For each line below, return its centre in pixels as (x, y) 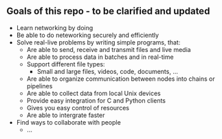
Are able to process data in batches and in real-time (100, 57)
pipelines (40, 86)
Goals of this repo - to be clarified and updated (108, 11)
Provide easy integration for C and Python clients (96, 100)
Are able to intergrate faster (66, 115)
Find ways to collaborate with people (68, 122)
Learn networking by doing (55, 27)
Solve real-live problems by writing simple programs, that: (98, 42)
